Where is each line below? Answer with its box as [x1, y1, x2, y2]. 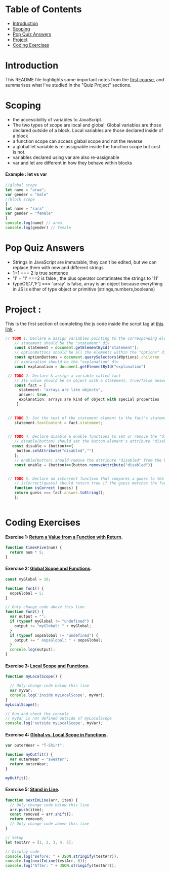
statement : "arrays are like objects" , [18, 387, 103, 393]
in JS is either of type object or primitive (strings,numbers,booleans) [12, 286, 155, 292]
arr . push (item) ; [10, 807, 44, 812]
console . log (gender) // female [5, 225, 71, 230]
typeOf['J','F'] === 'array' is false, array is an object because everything [12, 280, 163, 286]
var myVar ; [10, 688, 33, 693]
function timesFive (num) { [5, 545, 62, 551]
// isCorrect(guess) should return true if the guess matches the [14, 481, 157, 486]
